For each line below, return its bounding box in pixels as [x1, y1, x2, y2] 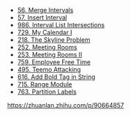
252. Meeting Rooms [17, 43, 78, 51]
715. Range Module [17, 80, 72, 88]
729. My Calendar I [17, 28, 72, 36]
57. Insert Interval [17, 13, 68, 22]
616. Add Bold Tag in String [17, 73, 95, 81]
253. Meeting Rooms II [17, 50, 82, 59]
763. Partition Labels [17, 87, 77, 96]
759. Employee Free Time [17, 58, 91, 66]
